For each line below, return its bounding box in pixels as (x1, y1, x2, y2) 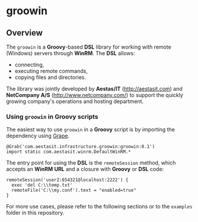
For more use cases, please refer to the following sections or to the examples (6, 203, 193, 210)
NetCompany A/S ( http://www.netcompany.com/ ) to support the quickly (6, 92, 184, 98)
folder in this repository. (6, 209, 65, 217)
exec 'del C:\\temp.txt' (11, 182, 73, 188)
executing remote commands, (14, 67, 88, 75)
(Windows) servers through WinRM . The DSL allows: (6, 50, 135, 57)
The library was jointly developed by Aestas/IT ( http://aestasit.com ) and (6, 85, 183, 92)
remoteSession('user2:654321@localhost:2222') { (6, 177, 129, 183)
